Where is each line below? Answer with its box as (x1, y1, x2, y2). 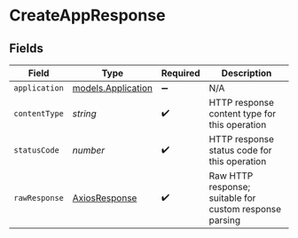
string (72, 107, 98, 120)
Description (221, 67, 272, 79)
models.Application (72, 82, 153, 94)
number (72, 144, 106, 156)
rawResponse (13, 193, 65, 202)
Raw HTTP (208, 170, 254, 182)
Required (161, 67, 201, 79)
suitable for (208, 192, 256, 204)
